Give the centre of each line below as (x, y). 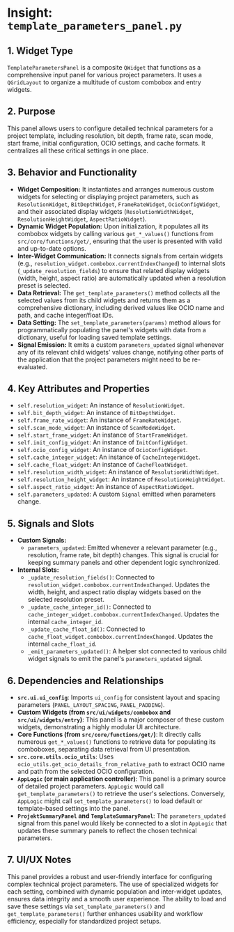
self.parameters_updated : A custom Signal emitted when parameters (116, 494)
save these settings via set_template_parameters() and (86, 906)
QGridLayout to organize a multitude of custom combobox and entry (104, 82)
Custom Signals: (42, 541)
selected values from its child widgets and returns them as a (104, 300)
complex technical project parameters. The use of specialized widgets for (113, 884)
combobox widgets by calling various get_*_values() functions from (115, 233)
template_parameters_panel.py (95, 26)
